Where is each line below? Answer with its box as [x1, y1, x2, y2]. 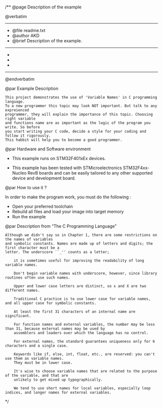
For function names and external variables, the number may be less [14, 322, 155, 327]
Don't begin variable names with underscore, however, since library [14, 271, 158, 276]
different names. [5, 288, 40, 293]
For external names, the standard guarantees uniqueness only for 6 [14, 339, 155, 344]
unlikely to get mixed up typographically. [14, 377, 103, 382]
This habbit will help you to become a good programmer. [5, 138, 123, 142]
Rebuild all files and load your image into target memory [12, 209, 124, 214]
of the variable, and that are [5, 373, 68, 378]
